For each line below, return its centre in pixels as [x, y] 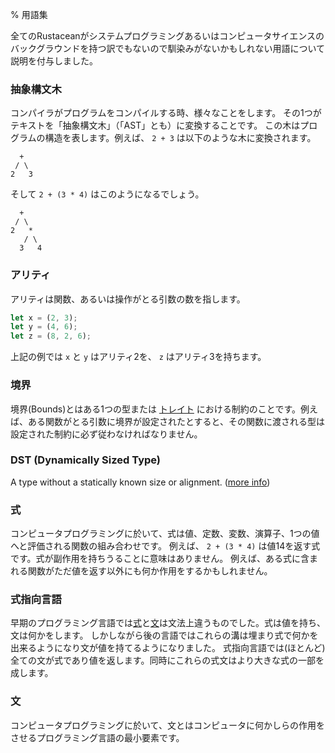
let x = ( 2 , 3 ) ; [44, 318]
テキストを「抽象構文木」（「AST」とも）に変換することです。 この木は [155, 125]
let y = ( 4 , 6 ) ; [44, 327]
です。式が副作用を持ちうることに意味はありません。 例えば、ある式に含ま [164, 559]
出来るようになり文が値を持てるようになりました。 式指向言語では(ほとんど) [168, 648]
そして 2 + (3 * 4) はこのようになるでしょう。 [107, 194]
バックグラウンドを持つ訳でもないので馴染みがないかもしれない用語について [168, 48]
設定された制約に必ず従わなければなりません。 [106, 434]
